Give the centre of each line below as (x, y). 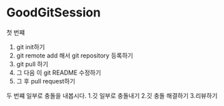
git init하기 (30, 47)
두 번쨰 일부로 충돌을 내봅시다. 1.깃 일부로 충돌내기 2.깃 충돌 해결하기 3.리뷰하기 (112, 95)
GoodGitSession (54, 13)
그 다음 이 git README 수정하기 (59, 72)
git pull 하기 (32, 64)
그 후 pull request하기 (46, 81)
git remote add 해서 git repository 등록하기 (75, 55)
